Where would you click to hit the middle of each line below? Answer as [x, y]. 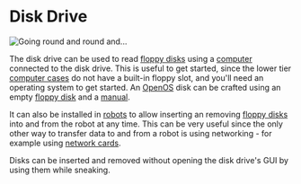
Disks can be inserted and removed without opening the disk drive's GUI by [149, 160]
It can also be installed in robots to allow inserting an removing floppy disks [149, 114]
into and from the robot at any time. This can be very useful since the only [146, 124]
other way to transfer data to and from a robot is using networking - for [141, 133]
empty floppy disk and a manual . [70, 97]
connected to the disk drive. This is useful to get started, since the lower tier [150, 68]
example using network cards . [65, 143]
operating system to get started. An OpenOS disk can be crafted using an [145, 87]
